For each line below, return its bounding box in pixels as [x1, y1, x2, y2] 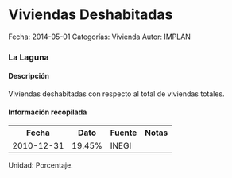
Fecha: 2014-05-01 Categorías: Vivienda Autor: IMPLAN [8, 32, 191, 41]
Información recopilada [8, 107, 87, 117]
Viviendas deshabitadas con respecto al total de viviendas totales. [8, 89, 225, 99]
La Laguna [8, 52, 49, 63]
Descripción [8, 72, 50, 81]
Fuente [110, 127, 137, 138]
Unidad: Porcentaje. [8, 161, 73, 170]
